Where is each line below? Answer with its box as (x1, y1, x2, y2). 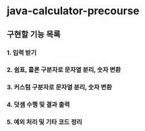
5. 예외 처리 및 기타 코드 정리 (7, 118, 82, 126)
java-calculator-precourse (7, 4, 140, 18)
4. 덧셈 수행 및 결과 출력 (7, 101, 70, 109)
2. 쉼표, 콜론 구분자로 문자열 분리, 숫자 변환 (7, 66, 121, 74)
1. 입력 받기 (7, 49, 37, 57)
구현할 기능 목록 (7, 29, 61, 39)
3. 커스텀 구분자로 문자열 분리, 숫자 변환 (7, 83, 112, 91)
